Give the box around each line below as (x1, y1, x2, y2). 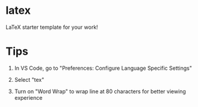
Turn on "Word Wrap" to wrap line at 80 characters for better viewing (14, 88, 186, 95)
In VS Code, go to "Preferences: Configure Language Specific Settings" (14, 64, 192, 72)
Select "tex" (14, 76, 45, 83)
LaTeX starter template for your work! (5, 23, 99, 31)
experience (14, 94, 43, 101)
